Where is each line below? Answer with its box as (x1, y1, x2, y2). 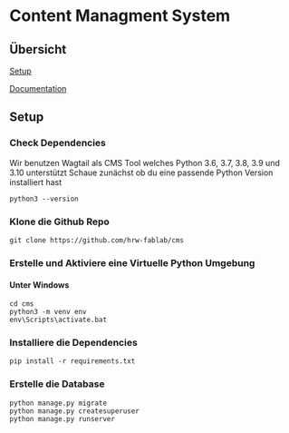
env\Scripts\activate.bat (9, 315, 107, 325)
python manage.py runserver (9, 414, 116, 423)
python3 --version (9, 194, 79, 203)
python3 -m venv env (9, 308, 88, 317)
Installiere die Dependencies (9, 337, 138, 349)
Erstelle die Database (9, 378, 105, 390)
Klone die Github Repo (9, 215, 111, 228)
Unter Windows (9, 279, 70, 290)
